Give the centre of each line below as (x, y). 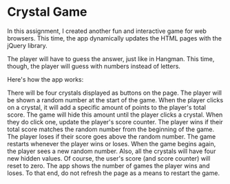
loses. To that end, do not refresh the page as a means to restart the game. (114, 173)
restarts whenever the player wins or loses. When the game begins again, (112, 143)
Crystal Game (47, 12)
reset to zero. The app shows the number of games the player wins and (108, 165)
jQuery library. (28, 45)
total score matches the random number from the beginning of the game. (111, 129)
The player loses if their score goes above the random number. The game (112, 136)
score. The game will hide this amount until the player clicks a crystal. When (115, 115)
